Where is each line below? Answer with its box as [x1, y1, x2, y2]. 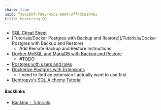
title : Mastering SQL [4, 16, 49, 21]
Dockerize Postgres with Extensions [11, 67, 85, 73]
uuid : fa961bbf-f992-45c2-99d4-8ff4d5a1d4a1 [4, 12, 97, 17]
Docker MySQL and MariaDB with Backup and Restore [11, 51, 122, 57]
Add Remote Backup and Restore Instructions [19, 45, 112, 52]
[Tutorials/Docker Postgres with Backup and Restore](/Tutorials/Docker [11, 35, 157, 41]
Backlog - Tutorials [11, 99, 50, 105]
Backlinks [4, 88, 26, 94]
